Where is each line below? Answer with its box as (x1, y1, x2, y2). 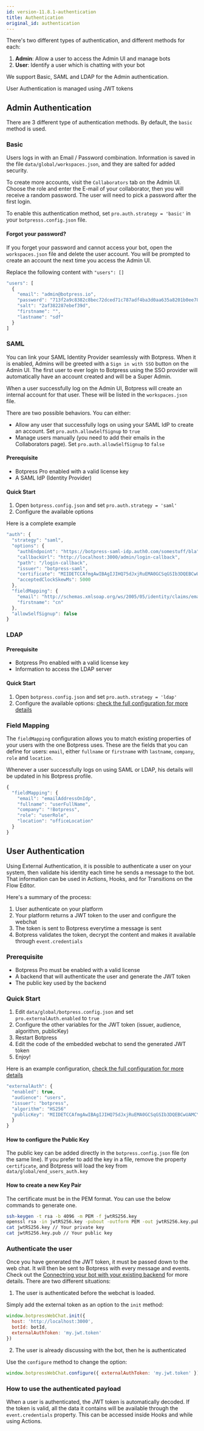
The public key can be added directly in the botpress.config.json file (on (6, 1149, 189, 1157)
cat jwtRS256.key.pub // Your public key (6, 1230, 113, 1236)
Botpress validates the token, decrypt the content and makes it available (15, 931, 196, 938)
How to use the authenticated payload (6, 1384, 121, 1393)
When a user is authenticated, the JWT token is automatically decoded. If (6, 1398, 190, 1406)
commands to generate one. (6, 1202, 77, 1209)
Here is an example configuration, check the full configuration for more (6, 1065, 184, 1072)
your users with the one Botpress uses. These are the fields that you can (6, 741, 188, 749)
